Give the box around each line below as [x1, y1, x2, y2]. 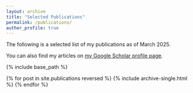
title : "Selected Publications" [6, 14, 85, 20]
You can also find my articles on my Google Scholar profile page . [6, 52, 163, 59]
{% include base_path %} [6, 64, 68, 71]
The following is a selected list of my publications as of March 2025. [6, 41, 171, 48]
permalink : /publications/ [6, 19, 72, 25]
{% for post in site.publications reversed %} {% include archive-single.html [6, 75, 188, 82]
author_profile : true [6, 25, 59, 31]
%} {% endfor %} [6, 81, 49, 88]
